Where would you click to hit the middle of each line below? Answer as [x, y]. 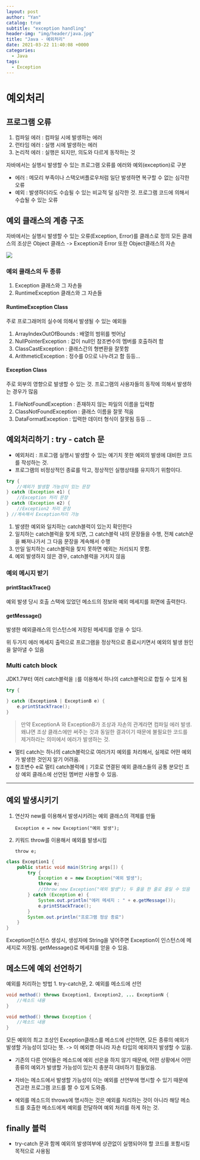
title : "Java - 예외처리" [36, 39]
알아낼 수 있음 [28, 650]
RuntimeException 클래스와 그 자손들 [58, 293]
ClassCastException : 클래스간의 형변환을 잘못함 [72, 348]
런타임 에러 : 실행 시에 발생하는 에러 [56, 145]
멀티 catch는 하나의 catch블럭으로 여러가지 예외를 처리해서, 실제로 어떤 [97, 752]
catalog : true [24, 23]
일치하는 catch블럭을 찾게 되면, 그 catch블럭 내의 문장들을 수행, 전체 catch [102, 534]
